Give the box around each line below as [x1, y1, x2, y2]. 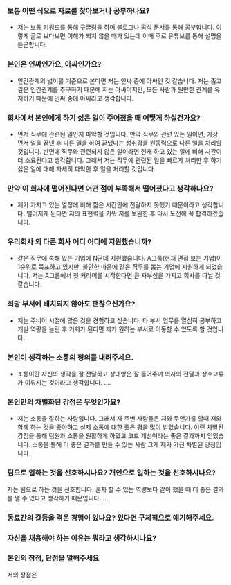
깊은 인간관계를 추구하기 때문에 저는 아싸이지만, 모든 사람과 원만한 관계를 [17, 85, 213, 94]
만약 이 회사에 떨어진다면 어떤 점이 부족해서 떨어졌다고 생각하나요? [7, 184, 214, 193]
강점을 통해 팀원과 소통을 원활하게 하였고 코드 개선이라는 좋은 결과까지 [17, 432, 206, 440]
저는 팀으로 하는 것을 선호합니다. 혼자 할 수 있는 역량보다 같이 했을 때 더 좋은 [7, 485, 212, 494]
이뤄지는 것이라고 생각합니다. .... [24, 378, 112, 387]
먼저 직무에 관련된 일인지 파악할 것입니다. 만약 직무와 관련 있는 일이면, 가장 [17, 130, 219, 138]
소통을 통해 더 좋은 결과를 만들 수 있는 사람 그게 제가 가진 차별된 [32, 440, 203, 448]
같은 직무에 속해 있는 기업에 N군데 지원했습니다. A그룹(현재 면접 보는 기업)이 [17, 254, 223, 263]
